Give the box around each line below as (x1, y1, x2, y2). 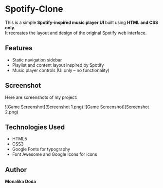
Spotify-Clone (5, 3, 63, 15)
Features (5, 44, 33, 52)
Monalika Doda (5, 179, 36, 185)
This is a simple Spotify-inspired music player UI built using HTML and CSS (5, 19, 158, 25)
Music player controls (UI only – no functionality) (12, 67, 109, 73)
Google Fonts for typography (12, 146, 71, 152)
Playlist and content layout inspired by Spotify (12, 62, 104, 68)
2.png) (5, 109, 18, 115)
